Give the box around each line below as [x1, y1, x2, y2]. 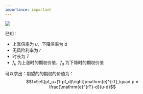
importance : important [5, 7, 51, 12]
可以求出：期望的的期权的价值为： [5, 71, 74, 77]
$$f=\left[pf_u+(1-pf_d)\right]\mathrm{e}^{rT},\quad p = [26, 79, 139, 85]
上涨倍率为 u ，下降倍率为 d [12, 41, 68, 47]
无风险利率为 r [12, 47, 42, 53]
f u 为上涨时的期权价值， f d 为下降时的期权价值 [12, 60, 104, 66]
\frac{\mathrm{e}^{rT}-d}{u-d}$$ [48, 84, 116, 90]
